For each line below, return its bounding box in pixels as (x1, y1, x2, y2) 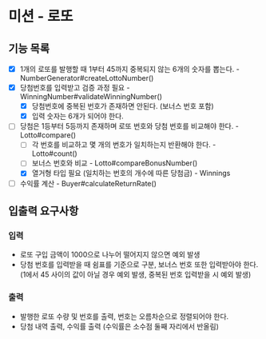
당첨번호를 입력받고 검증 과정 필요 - (19, 83, 130, 93)
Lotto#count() (31, 149, 77, 158)
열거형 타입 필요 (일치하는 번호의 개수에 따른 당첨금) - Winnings (31, 169, 231, 178)
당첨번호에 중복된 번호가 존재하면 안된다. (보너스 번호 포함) (31, 102, 214, 111)
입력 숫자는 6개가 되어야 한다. (31, 111, 124, 121)
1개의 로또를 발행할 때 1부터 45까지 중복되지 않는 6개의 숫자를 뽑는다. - (19, 65, 240, 74)
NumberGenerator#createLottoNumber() (19, 74, 154, 83)
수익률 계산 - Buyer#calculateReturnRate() (19, 178, 157, 188)
